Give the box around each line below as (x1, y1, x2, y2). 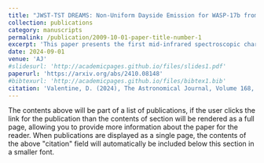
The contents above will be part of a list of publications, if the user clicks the (8, 106, 255, 115)
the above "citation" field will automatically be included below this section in (8, 139, 255, 149)
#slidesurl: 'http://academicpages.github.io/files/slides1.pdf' (8, 63, 226, 71)
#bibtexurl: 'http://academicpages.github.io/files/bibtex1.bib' (8, 77, 226, 85)
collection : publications (8, 19, 93, 27)
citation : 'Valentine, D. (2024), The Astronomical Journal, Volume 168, (8, 84, 255, 92)
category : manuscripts (8, 26, 82, 34)
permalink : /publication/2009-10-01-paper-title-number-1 (8, 33, 202, 42)
